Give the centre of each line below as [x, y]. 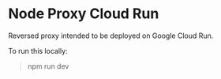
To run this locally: [38, 51]
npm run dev [48, 66]
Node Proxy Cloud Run [84, 14]
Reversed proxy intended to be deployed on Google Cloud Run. [111, 36]
